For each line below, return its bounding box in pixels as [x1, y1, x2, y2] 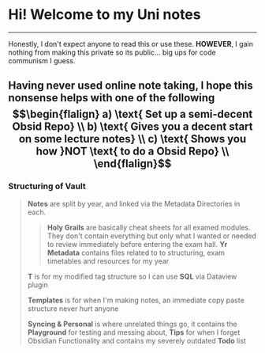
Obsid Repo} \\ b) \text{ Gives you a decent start [11, 120, 254, 134]
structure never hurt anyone [27, 303, 119, 313]
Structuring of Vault [8, 180, 86, 192]
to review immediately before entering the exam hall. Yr [47, 239, 228, 249]
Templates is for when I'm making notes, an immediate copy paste [27, 295, 244, 305]
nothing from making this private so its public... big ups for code [8, 47, 216, 57]
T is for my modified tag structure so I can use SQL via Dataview [27, 271, 237, 281]
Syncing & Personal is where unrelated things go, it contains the [27, 319, 238, 328]
